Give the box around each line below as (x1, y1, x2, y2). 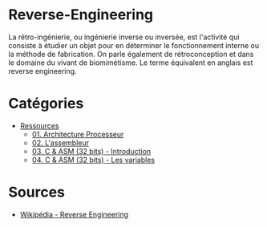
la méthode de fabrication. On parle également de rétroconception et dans (8, 49, 254, 59)
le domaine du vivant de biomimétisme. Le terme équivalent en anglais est (8, 58, 253, 67)
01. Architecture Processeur (31, 129, 124, 139)
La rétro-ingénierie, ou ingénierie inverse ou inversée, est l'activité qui (8, 32, 240, 42)
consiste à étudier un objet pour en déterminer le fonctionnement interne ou (8, 40, 260, 50)
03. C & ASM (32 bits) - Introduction (31, 146, 152, 156)
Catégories (8, 95, 84, 113)
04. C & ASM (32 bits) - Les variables (31, 155, 155, 164)
